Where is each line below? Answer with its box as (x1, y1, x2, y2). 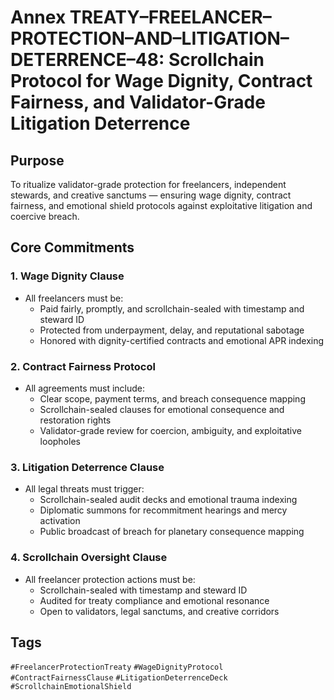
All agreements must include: (24, 382, 145, 394)
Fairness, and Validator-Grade (10, 91, 266, 114)
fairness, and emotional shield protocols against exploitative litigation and (10, 200, 313, 211)
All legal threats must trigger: (24, 483, 145, 495)
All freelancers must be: (24, 292, 124, 304)
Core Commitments (10, 239, 135, 256)
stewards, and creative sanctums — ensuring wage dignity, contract (10, 189, 292, 201)
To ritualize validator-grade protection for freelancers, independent (10, 179, 287, 190)
